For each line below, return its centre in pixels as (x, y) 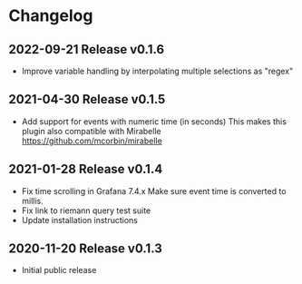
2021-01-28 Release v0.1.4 (86, 169)
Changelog (51, 16)
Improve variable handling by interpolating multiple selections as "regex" (157, 71)
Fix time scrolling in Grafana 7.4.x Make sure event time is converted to (154, 191)
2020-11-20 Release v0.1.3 (85, 249)
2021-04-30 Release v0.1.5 (87, 99)
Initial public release (59, 270)
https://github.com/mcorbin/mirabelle (92, 141)
